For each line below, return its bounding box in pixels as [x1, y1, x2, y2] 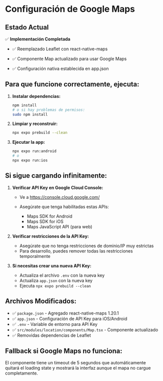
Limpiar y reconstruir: [12, 121, 58, 127]
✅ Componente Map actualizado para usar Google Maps [12, 56, 127, 62]
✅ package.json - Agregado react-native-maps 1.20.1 [12, 310, 119, 316]
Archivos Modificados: [5, 297, 77, 306]
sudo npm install [12, 112, 48, 117]
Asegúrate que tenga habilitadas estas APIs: [19, 203, 109, 210]
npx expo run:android [12, 149, 56, 154]
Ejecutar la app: [12, 139, 45, 145]
